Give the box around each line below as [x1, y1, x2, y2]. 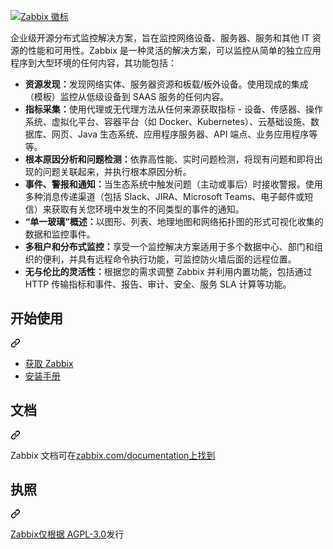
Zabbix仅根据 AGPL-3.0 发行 [10, 528, 125, 540]
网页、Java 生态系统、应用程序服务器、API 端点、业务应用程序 [51, 128, 310, 140]
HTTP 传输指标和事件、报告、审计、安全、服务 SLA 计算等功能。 [24, 278, 292, 290]
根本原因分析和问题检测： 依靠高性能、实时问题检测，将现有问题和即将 [24, 153, 315, 165]
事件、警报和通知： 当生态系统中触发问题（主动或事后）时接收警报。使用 [24, 178, 323, 190]
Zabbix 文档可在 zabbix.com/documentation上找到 [10, 449, 216, 461]
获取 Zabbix [24, 357, 74, 369]
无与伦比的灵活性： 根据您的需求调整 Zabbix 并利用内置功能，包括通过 [24, 266, 313, 277]
